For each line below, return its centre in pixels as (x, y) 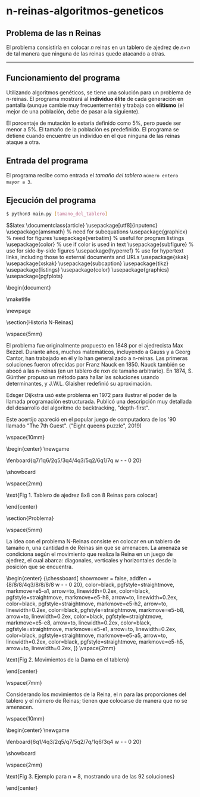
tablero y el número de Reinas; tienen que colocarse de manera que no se (97, 701)
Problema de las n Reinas (54, 33)
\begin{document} (29, 288)
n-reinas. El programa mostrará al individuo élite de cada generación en (95, 99)
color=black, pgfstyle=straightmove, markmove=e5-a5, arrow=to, (87, 636)
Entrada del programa (47, 161)
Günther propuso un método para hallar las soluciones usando (83, 377)
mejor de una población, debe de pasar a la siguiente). (73, 111)
